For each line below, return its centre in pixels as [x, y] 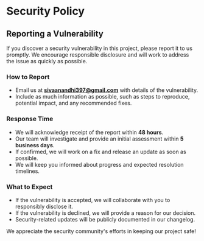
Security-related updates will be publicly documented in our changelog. [105, 219]
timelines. [27, 171]
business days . [35, 145]
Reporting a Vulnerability [55, 34]
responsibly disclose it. [44, 206]
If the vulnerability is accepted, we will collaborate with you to [93, 200]
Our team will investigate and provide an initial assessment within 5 [99, 139]
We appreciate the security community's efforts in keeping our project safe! [101, 231]
